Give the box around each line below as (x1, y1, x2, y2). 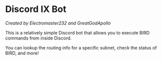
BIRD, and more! (5, 50, 39, 56)
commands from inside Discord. (5, 35, 72, 41)
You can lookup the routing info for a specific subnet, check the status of (5, 44, 157, 50)
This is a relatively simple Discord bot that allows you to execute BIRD (5, 29, 150, 35)
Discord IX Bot (5, 3, 67, 15)
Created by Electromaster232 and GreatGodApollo (5, 20, 111, 26)
